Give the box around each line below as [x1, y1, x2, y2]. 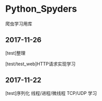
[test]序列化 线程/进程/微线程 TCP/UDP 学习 [5, 90, 97, 96]
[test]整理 [5, 49, 25, 56]
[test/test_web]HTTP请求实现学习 [5, 61, 75, 67]
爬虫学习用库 [5, 20, 32, 27]
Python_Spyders [5, 3, 78, 15]
